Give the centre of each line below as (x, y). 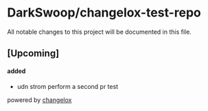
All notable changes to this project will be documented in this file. (100, 32)
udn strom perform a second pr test (68, 86)
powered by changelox (39, 100)
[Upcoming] (33, 53)
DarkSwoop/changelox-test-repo (104, 13)
